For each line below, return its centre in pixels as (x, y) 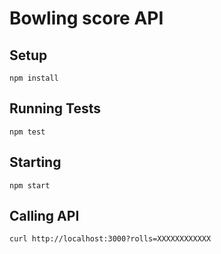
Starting (35, 162)
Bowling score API (86, 18)
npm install (34, 78)
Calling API (44, 216)
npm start (30, 185)
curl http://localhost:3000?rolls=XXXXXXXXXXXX (110, 239)
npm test (27, 132)
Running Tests (55, 108)
